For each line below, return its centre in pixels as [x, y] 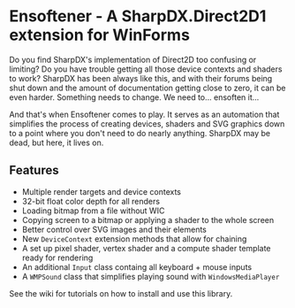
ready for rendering [57, 258]
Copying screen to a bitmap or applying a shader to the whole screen [148, 219]
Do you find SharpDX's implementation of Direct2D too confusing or [133, 59]
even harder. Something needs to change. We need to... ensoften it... [134, 97]
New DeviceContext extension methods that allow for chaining [134, 239]
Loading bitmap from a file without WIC [93, 211]
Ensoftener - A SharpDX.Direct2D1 [138, 16]
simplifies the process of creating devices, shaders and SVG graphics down [147, 123]
